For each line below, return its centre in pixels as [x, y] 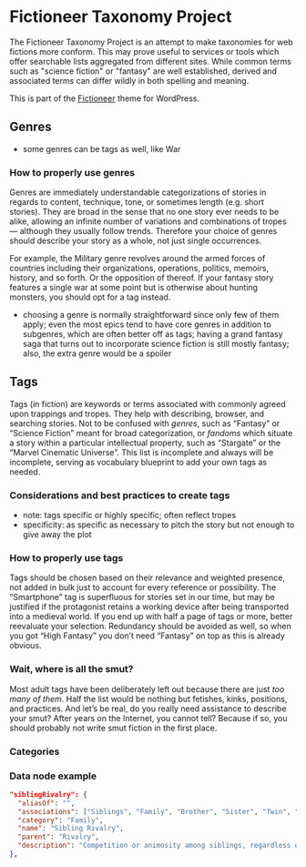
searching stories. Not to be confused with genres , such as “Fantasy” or [145, 423]
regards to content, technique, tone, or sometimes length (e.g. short [137, 202]
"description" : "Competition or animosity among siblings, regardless [154, 846]
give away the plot [57, 535]
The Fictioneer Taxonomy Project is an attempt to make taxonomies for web [151, 42]
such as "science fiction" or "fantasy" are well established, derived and [143, 71]
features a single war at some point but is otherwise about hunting [133, 288]
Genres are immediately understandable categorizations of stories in [138, 192]
